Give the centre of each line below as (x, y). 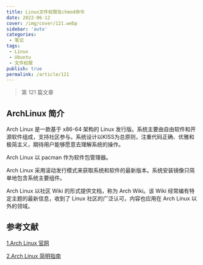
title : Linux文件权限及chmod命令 (45, 12)
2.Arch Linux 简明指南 (34, 256)
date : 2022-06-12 (28, 18)
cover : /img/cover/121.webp (42, 23)
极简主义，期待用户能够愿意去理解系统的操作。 (65, 144)
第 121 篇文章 (37, 93)
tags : (13, 46)
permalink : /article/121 (38, 74)
